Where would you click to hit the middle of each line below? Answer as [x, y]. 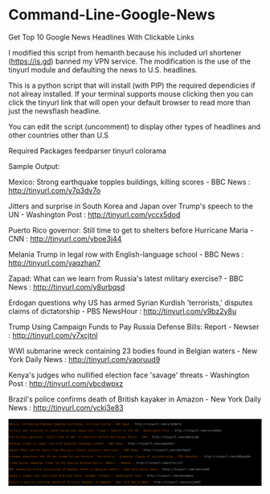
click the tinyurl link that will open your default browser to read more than [129, 102]
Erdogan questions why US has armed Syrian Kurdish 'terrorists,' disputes [131, 303]
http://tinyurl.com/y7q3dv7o [55, 190]
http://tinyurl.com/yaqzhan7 [55, 262]
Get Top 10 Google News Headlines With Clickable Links [101, 37]
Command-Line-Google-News [112, 15]
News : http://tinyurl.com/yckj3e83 [66, 407]
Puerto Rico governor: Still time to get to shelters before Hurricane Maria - [131, 230]
